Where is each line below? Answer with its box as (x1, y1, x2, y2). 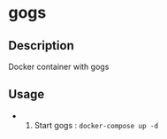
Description (8, 38, 74, 53)
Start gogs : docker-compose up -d (34, 120, 159, 130)
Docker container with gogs (8, 61, 110, 72)
